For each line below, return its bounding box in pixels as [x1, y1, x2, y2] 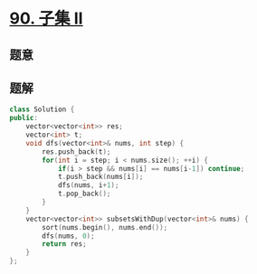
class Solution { [9, 105, 75, 114]
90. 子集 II [9, 8, 83, 29]
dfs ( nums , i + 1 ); [57, 181, 119, 190]
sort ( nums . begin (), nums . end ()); [42, 222, 168, 231]
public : [9, 114, 39, 123]
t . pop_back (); [57, 189, 111, 199]
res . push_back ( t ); [42, 146, 111, 156]
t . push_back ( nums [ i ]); [57, 173, 144, 182]
